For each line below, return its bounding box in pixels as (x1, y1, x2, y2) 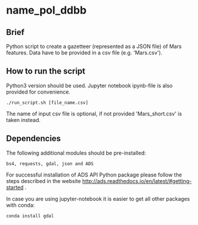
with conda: (6, 201, 35, 208)
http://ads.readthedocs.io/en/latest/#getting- (82, 177, 192, 184)
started (6, 184, 24, 191)
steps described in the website (6, 177, 81, 184)
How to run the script (6, 66, 86, 76)
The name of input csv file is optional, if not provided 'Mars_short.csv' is (6, 110, 182, 117)
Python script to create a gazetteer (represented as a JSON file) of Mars (6, 43, 182, 50)
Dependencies (6, 134, 61, 144)
